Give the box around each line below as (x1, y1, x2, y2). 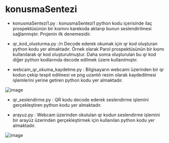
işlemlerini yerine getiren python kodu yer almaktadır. (12, 77, 123, 83)
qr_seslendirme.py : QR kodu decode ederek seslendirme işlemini (12, 97, 149, 103)
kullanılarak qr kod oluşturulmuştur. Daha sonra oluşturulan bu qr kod (12, 51, 156, 57)
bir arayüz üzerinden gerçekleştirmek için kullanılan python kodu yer (12, 117, 155, 123)
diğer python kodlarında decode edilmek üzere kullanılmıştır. (12, 56, 138, 62)
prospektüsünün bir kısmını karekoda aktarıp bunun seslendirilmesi (12, 25, 152, 31)
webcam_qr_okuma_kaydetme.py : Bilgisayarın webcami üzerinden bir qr (12, 66, 164, 73)
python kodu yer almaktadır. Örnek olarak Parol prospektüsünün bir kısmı (12, 46, 164, 52)
